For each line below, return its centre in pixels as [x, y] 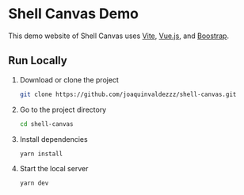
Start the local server [54, 169]
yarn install [41, 154]
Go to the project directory [63, 109]
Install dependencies [54, 139]
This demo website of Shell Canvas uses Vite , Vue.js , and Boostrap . [119, 36]
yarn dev [34, 183]
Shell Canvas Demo [73, 14]
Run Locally [38, 61]
